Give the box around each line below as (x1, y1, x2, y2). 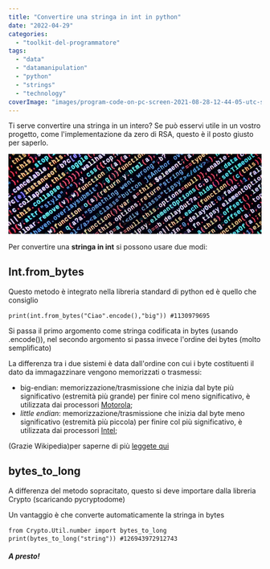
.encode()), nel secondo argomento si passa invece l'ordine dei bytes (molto (8, 334, 261, 344)
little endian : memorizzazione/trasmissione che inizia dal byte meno (19, 408, 245, 418)
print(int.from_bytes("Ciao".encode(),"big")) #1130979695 (8, 311, 211, 320)
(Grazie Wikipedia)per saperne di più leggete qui (8, 441, 170, 451)
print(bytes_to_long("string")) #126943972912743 (8, 534, 178, 542)
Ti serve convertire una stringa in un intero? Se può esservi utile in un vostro (8, 121, 261, 130)
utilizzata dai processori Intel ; (19, 425, 118, 435)
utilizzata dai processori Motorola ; (19, 399, 133, 410)
